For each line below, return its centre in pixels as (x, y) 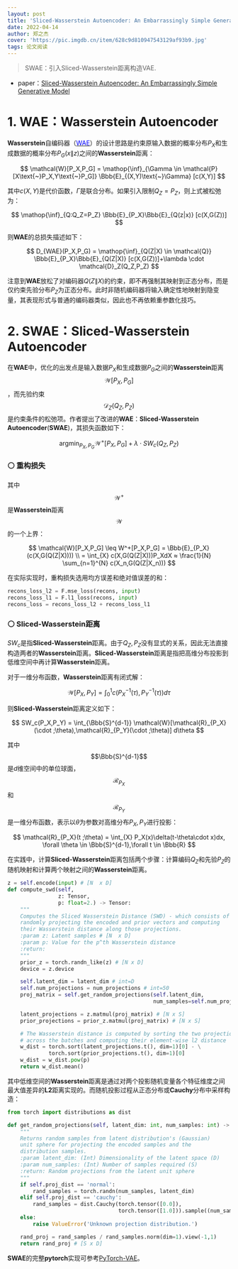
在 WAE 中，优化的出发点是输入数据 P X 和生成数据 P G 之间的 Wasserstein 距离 (116, 368)
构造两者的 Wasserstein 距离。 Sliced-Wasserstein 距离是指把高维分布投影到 (118, 653)
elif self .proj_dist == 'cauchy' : (71, 1198)
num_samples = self (178, 1001)
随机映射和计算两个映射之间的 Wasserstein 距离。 (79, 869)
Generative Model (44, 91)
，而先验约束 (26, 394)
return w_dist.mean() (52, 1067)
